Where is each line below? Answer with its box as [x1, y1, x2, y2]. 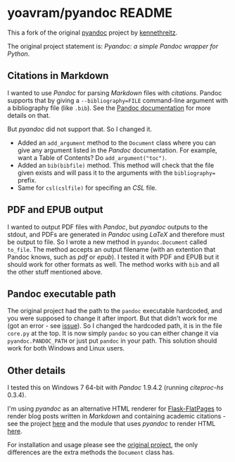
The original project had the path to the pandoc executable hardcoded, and [7, 307, 223, 315]
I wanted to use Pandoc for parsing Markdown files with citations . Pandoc [7, 88, 222, 97]
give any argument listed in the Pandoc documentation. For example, [17, 146, 217, 154]
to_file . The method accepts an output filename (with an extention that [7, 245, 216, 253]
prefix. [17, 176, 37, 184]
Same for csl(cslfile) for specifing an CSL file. [17, 183, 157, 192]
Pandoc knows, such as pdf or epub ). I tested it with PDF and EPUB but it [7, 253, 220, 261]
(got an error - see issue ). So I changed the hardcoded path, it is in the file [7, 322, 223, 330]
